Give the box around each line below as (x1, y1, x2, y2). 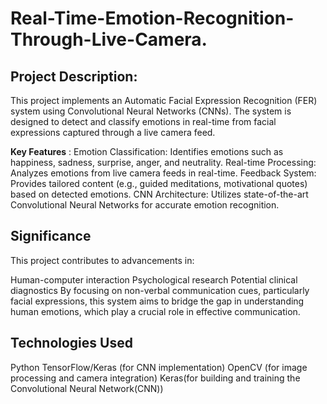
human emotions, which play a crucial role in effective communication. (10, 305, 301, 317)
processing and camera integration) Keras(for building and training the (10, 372, 301, 384)
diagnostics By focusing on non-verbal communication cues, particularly (10, 284, 310, 296)
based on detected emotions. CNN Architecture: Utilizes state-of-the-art (10, 188, 309, 200)
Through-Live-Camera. (10, 28, 208, 51)
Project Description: (10, 68, 138, 85)
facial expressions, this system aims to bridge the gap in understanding (10, 295, 305, 307)
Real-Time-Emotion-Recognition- (10, 7, 295, 30)
